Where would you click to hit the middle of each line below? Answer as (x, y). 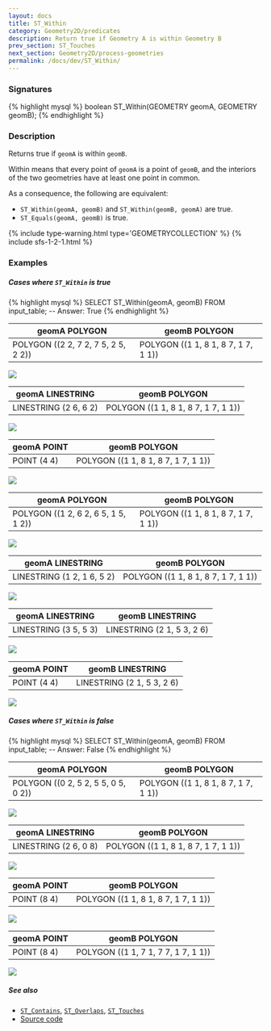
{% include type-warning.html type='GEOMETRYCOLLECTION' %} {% (125, 233)
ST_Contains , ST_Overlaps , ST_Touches (82, 1011)
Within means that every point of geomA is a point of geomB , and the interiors (132, 170)
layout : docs (30, 16)
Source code (41, 1019)
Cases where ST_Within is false (61, 720)
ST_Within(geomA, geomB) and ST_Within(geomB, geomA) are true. (126, 209)
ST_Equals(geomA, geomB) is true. (74, 218)
